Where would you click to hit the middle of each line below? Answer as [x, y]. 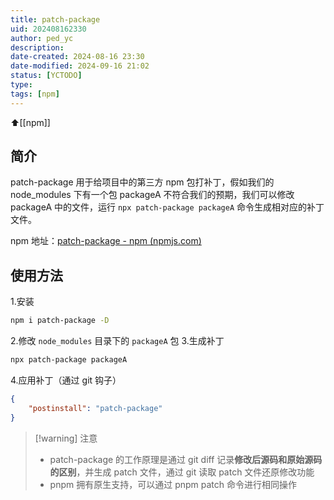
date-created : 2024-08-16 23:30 [77, 57]
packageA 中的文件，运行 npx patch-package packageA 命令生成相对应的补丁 [167, 207]
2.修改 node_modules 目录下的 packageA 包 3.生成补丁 [117, 341]
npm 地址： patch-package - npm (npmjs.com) [106, 241]
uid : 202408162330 [48, 29]
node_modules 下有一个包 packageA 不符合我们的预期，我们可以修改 [152, 195]
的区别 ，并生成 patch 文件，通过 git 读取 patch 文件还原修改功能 [182, 472]
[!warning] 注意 [66, 438]
